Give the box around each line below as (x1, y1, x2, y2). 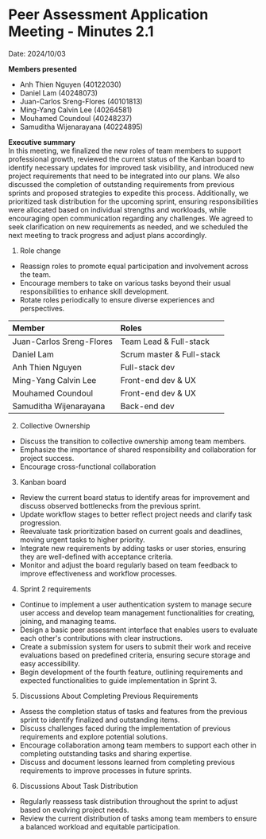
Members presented (8, 64, 77, 73)
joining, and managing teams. (19, 616, 117, 626)
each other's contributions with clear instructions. (19, 633, 183, 642)
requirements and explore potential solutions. (19, 732, 168, 741)
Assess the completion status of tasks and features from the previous (19, 706, 248, 716)
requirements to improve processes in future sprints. (19, 766, 192, 775)
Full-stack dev (120, 361, 175, 373)
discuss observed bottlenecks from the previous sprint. (19, 501, 201, 510)
